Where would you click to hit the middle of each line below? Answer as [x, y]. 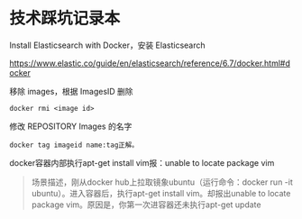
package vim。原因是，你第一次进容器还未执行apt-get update [146, 205]
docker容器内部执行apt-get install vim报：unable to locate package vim [142, 162]
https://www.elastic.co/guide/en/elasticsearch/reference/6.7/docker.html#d [150, 63]
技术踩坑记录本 [65, 18]
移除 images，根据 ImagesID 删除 [71, 91]
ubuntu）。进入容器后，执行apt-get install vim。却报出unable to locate [161, 193]
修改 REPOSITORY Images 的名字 [71, 126]
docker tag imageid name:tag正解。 [74, 145]
